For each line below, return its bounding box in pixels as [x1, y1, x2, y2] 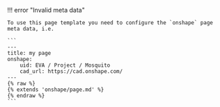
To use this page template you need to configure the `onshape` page [7, 19, 214, 26]
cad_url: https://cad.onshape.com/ [19, 68, 123, 75]
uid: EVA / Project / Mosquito [19, 62, 111, 69]
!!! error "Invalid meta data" [7, 6, 85, 14]
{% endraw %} [7, 92, 45, 99]
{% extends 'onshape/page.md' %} [7, 86, 104, 93]
